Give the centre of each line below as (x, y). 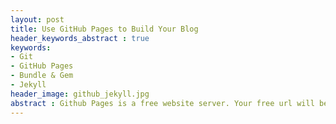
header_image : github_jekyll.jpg (80, 94)
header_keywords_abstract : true (80, 38)
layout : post (37, 19)
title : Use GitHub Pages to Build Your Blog (104, 29)
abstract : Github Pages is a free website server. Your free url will (162, 103)
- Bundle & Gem (42, 76)
